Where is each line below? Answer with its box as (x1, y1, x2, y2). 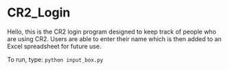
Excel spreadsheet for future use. (7, 42, 102, 50)
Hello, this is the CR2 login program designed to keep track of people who (7, 27, 216, 36)
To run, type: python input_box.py (7, 55, 104, 63)
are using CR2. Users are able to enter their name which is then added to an (7, 34, 222, 43)
